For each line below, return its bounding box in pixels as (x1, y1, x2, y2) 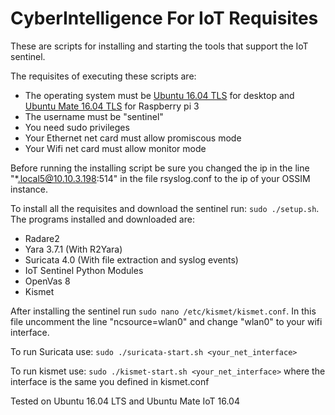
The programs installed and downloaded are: (10, 213, 195, 225)
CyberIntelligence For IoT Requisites (10, 7, 319, 30)
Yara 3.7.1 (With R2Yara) (24, 243, 123, 255)
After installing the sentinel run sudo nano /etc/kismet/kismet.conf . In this (10, 305, 317, 317)
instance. (10, 183, 49, 195)
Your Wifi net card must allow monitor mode (24, 142, 207, 154)
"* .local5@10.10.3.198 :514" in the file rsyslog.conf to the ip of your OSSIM (10, 172, 311, 184)
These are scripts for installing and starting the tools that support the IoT (10, 40, 309, 52)
